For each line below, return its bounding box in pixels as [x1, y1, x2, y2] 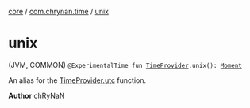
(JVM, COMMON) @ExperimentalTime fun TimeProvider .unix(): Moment [8, 60, 242, 69]
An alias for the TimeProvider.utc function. [8, 75, 147, 85]
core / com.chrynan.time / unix [8, 7, 110, 16]
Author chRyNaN [8, 91, 65, 100]
